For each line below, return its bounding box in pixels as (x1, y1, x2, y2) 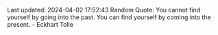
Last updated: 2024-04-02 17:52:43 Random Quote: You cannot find (7, 6, 201, 14)
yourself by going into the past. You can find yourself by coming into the (7, 13, 211, 21)
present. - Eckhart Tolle (7, 21, 74, 28)
